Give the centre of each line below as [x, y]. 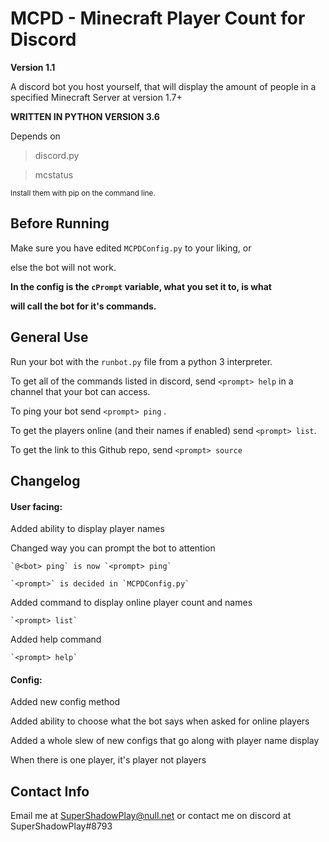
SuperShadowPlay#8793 [61, 826]
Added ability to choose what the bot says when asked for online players [160, 721]
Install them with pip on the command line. [83, 193]
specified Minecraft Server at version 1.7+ [96, 97]
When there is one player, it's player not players [108, 760]
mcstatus [54, 174]
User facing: [36, 506]
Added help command [56, 639]
